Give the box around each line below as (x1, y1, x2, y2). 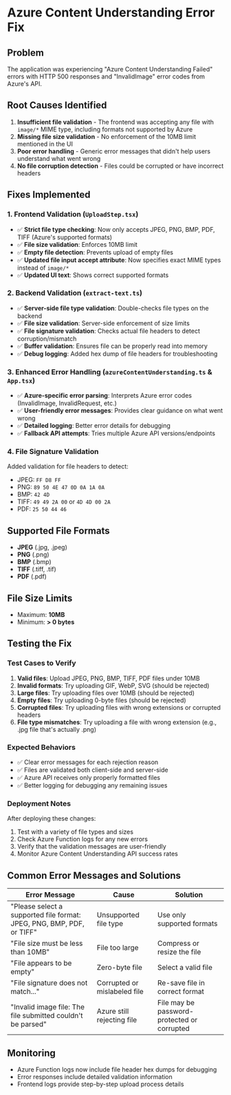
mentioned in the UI (16, 140, 74, 148)
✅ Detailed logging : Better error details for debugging (16, 422, 170, 430)
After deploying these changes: (7, 814, 96, 823)
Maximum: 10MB (16, 611, 65, 619)
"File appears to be (10, 958, 72, 968)
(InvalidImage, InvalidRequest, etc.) (16, 399, 117, 407)
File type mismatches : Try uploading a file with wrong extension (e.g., (16, 717, 217, 726)
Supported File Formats (7, 525, 110, 536)
